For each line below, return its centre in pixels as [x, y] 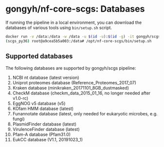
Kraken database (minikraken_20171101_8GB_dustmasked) [71, 88]
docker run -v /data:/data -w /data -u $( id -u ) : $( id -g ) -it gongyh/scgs [83, 37]
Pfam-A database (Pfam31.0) [42, 134]
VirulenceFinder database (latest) [46, 129]
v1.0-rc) [20, 98]
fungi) [18, 119]
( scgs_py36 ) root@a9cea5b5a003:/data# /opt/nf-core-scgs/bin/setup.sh [79, 41]
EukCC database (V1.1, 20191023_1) [48, 139]
